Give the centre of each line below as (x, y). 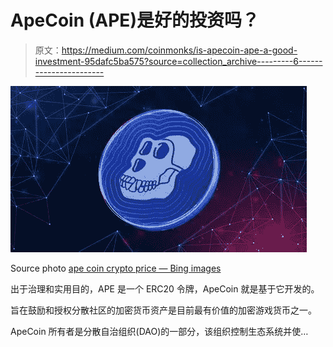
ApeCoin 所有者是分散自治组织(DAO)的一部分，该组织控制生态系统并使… (159, 331)
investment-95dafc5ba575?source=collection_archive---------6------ (178, 61)
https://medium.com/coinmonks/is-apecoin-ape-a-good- (179, 50)
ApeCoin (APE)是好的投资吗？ (135, 20)
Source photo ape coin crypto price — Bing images (116, 268)
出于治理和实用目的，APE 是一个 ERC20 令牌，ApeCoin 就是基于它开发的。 (165, 288)
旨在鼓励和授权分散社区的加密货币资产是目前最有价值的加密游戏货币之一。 (163, 310)
